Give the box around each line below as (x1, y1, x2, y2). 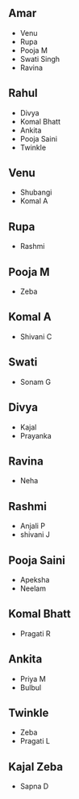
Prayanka (19, 430, 52, 440)
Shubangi (19, 187, 52, 198)
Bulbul (19, 683, 42, 692)
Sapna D (19, 781, 49, 792)
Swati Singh (19, 54, 60, 63)
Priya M (19, 674, 46, 683)
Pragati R (19, 628, 51, 638)
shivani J (19, 530, 51, 539)
